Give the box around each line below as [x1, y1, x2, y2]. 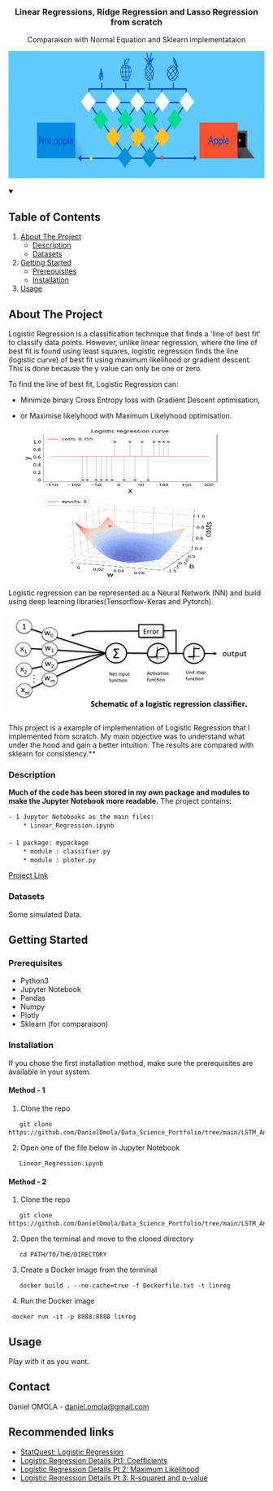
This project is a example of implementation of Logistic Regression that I [8, 722, 250, 732]
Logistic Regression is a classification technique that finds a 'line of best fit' [8, 328, 262, 339]
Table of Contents [8, 210, 102, 224]
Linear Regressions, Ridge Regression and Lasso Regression [15, 6, 258, 17]
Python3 [19, 976, 49, 986]
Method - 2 [8, 1177, 47, 1186]
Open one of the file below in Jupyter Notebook [19, 1142, 180, 1152]
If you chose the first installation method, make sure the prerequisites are [8, 1058, 253, 1068]
